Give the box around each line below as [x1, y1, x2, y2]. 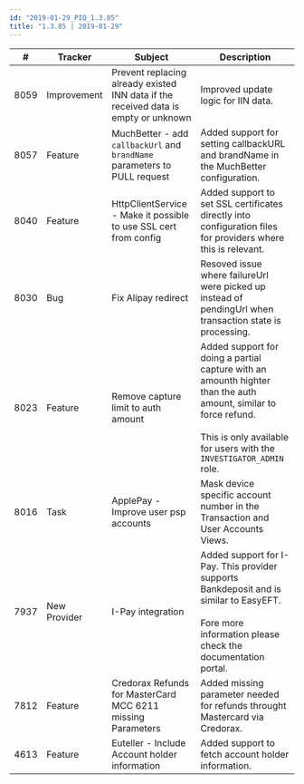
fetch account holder [200, 748, 290, 760]
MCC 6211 [111, 699, 160, 711]
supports [200, 571, 239, 584]
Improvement [46, 88, 103, 101]
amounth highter [200, 373, 271, 386]
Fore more [200, 616, 244, 629]
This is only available [200, 431, 290, 443]
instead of [200, 291, 243, 304]
